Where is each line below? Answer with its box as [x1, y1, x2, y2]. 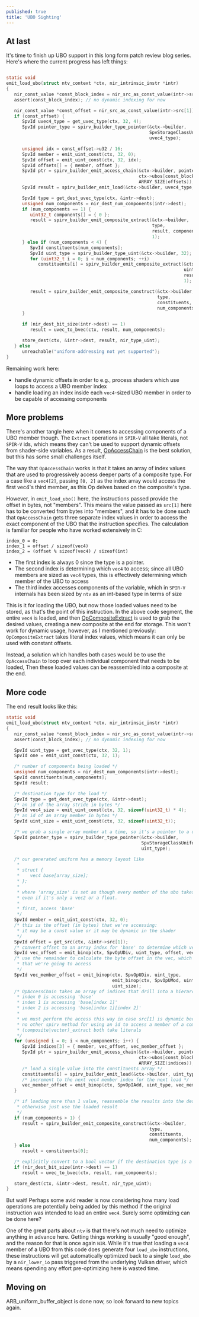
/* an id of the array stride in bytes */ [14, 802, 120, 808]
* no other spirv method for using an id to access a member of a [17, 1021, 184, 1028]
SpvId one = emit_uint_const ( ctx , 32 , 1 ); [14, 752, 120, 759]
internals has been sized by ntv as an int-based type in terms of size [14, 591, 182, 598]
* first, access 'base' [17, 905, 76, 912]
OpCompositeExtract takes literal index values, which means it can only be [6, 633, 185, 640]
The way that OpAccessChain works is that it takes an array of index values [6, 465, 186, 472]
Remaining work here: [6, 365, 60, 372]
